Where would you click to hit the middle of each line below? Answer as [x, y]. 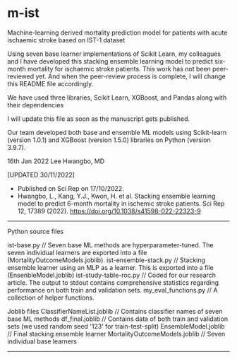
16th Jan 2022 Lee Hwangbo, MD [56, 161]
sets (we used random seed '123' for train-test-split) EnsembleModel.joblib [116, 326]
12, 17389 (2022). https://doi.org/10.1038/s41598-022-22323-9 [109, 211]
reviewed [21, 76]
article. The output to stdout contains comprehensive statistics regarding [113, 282]
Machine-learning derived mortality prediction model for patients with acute [117, 33]
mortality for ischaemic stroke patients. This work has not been [119, 69]
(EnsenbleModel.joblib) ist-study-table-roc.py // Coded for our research [112, 275]
